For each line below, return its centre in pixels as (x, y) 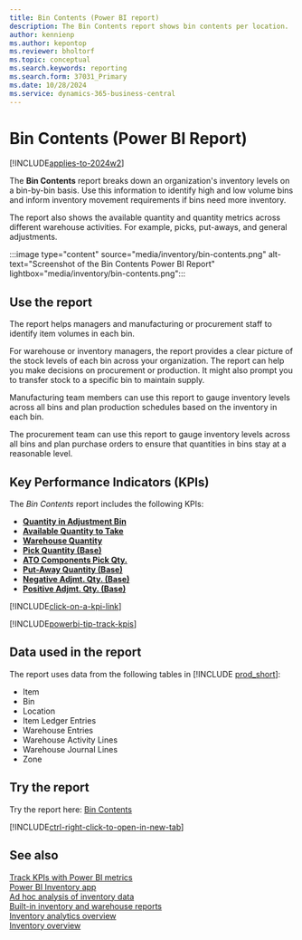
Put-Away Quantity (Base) (73, 570)
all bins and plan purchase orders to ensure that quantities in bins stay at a (148, 444)
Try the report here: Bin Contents (71, 809)
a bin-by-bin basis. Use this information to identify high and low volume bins (151, 190)
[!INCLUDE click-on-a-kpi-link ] (66, 607)
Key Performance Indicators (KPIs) (109, 482)
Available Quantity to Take (73, 532)
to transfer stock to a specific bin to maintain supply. (107, 380)
